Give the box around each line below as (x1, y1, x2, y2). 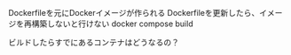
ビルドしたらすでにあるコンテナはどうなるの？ (8, 38, 179, 47)
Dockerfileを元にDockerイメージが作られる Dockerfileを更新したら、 (8, 8, 260, 17)
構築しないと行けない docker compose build (31, 18, 193, 29)
